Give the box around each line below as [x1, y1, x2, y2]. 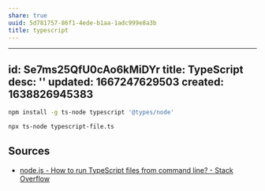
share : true [8, 11, 47, 20]
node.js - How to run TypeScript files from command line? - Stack [19, 165, 234, 174]
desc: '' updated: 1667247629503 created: [8, 75, 225, 88]
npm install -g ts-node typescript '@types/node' [8, 108, 175, 117]
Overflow [19, 174, 50, 183]
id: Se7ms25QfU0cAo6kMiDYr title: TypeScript [8, 62, 244, 76]
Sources [8, 144, 50, 158]
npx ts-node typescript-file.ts [8, 123, 114, 131]
